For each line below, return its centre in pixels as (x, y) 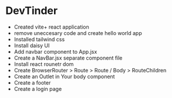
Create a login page (38, 89)
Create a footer (32, 82)
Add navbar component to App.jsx (55, 51)
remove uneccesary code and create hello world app (78, 33)
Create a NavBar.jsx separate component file (68, 58)
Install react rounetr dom (44, 64)
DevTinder (32, 11)
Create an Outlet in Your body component (64, 76)
